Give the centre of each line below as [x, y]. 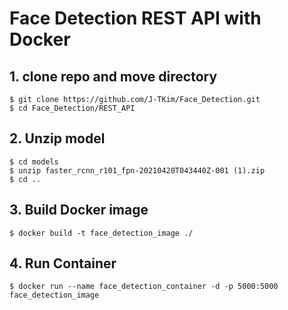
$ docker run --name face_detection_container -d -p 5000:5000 [144, 287]
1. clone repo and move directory [113, 76]
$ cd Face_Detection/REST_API [72, 108]
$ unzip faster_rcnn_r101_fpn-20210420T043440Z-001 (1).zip [137, 170]
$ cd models [34, 162]
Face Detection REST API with [135, 18]
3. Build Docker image [79, 210]
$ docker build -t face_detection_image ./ [101, 233]
